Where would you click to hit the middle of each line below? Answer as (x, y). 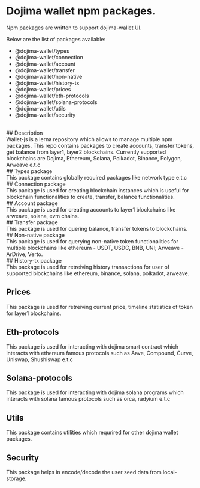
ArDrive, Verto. (25, 254)
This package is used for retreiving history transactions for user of (88, 267)
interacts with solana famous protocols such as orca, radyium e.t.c (88, 399)
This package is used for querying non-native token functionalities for (92, 241)
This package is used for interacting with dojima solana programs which (95, 392)
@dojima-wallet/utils (40, 108)
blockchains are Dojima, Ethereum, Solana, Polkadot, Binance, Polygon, (94, 158)
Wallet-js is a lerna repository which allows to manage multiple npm (89, 139)
